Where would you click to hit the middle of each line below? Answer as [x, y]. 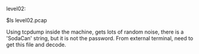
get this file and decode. [36, 45]
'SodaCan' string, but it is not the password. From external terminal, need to [100, 38]
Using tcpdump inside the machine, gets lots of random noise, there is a [95, 32]
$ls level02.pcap [27, 20]
